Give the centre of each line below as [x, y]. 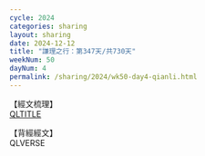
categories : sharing [49, 26]
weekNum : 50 [32, 60]
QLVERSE [27, 142]
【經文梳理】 [33, 103]
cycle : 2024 [32, 18]
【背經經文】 [33, 132]
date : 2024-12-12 [42, 43]
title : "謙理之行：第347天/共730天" [73, 52]
